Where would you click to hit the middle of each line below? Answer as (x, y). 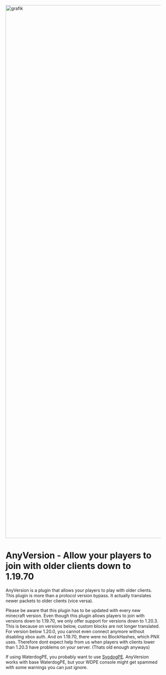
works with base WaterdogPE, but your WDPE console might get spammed (82, 662)
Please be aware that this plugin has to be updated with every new (73, 610)
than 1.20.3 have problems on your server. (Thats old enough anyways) (78, 647)
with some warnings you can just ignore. (47, 667)
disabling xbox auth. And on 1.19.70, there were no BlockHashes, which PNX (83, 636)
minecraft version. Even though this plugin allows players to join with (75, 616)
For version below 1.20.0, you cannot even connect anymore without (75, 631)
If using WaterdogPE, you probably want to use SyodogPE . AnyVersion (77, 657)
